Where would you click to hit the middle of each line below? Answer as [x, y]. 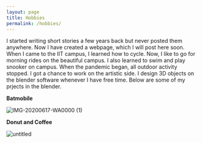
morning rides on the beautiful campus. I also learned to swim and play [96, 60]
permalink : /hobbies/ [34, 23]
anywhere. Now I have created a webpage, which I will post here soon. [95, 47]
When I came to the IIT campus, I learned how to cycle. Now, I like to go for [101, 54]
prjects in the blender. [34, 87]
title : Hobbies [26, 18]
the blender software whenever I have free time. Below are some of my [96, 80]
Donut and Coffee [29, 122]
